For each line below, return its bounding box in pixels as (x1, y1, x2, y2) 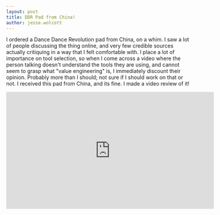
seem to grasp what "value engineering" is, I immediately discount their (6, 68, 181, 75)
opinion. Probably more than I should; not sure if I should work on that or (6, 74, 183, 81)
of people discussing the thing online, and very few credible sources (6, 42, 174, 49)
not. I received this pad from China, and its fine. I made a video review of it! (6, 80, 190, 87)
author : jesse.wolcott (6, 20, 62, 26)
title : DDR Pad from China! (6, 14, 76, 20)
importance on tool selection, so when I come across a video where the (6, 55, 181, 62)
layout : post (6, 8, 39, 15)
